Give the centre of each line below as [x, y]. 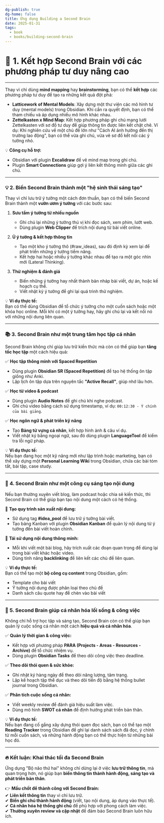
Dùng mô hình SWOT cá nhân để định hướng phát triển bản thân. [78, 710]
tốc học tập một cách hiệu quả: [37, 352]
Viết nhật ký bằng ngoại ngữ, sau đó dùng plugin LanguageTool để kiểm [85, 436]
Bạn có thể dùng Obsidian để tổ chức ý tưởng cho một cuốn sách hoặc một [81, 307]
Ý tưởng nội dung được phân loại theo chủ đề [58, 588]
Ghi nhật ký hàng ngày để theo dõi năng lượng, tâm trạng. [70, 675]
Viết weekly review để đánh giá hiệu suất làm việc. [63, 704]
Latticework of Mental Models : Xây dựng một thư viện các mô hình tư [82, 104]
